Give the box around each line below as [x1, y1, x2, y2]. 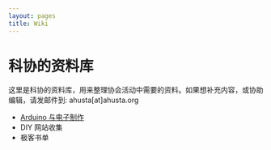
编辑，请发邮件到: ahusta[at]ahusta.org [8, 95, 139, 105]
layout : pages [8, 11, 57, 20]
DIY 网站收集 [19, 122, 63, 132]
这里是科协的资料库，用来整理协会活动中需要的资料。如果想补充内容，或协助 [8, 85, 264, 95]
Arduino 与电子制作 [19, 113, 85, 122]
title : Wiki [8, 19, 49, 28]
